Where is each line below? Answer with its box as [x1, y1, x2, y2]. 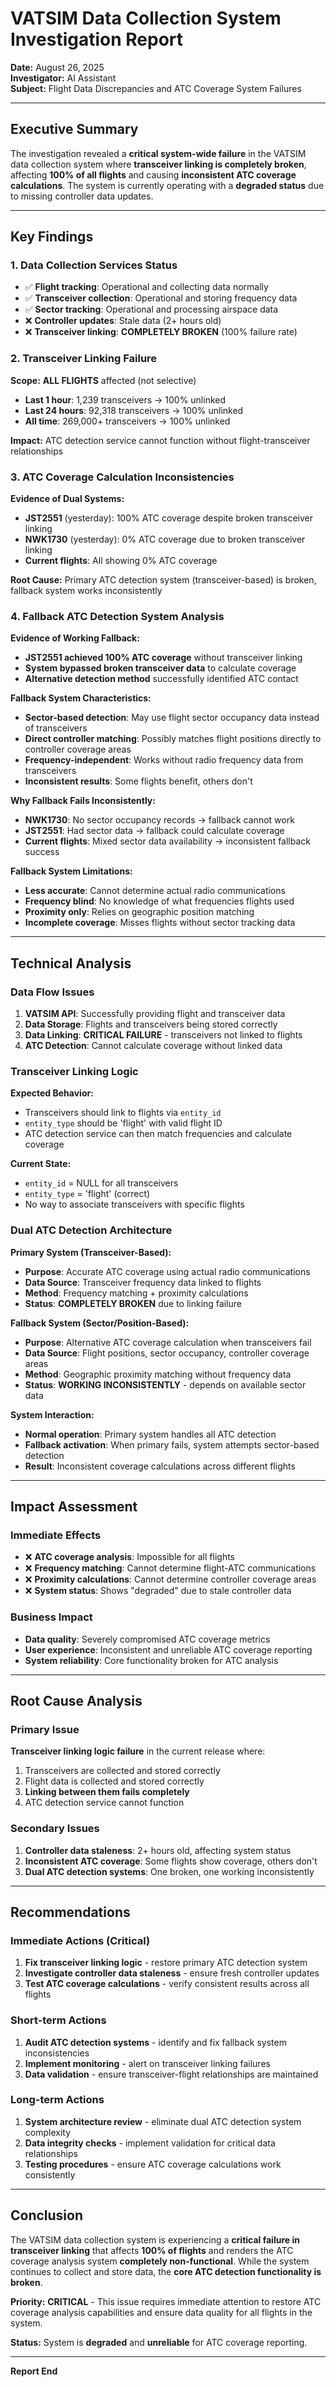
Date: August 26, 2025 [10, 61, 105, 73]
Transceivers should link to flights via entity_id [24, 1107, 222, 1119]
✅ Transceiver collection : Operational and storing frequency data [24, 292, 298, 304]
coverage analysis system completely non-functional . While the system [10, 2255, 310, 2267]
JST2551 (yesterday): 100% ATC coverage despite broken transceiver [24, 512, 313, 524]
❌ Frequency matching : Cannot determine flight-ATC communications [24, 1562, 317, 1574]
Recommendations [10, 1903, 131, 1921]
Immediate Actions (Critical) [10, 1933, 151, 1947]
